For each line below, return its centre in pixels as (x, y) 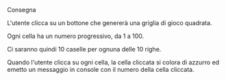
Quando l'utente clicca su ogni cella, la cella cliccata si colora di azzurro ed (113, 62)
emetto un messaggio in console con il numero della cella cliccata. (101, 69)
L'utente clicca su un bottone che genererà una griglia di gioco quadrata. (110, 23)
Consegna (22, 10)
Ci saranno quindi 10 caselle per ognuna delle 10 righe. (84, 49)
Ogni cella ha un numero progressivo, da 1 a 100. (76, 36)
